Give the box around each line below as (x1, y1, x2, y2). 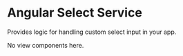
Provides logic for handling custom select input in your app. (7, 28, 177, 36)
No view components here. (7, 41, 84, 49)
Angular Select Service (7, 5, 143, 21)
